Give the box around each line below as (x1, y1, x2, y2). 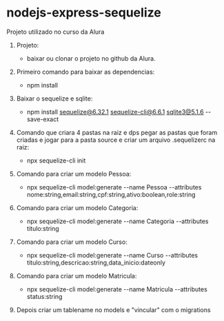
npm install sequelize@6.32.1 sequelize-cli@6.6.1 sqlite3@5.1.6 (26, 107, 204, 116)
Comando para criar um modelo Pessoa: (16, 169, 132, 178)
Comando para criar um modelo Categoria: (16, 203, 139, 211)
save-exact (26, 115, 59, 123)
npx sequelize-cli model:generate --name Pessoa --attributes (26, 183, 202, 191)
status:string (26, 292, 63, 300)
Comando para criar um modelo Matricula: (16, 271, 137, 280)
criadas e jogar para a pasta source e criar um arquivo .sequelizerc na (16, 136, 216, 144)
